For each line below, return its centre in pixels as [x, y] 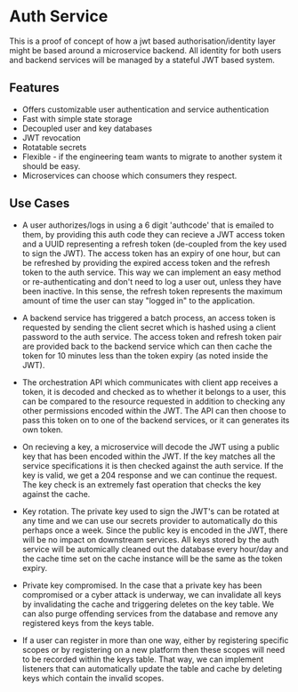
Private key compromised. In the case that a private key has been [142, 585]
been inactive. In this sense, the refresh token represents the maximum [152, 291]
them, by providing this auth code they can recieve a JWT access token [153, 234]
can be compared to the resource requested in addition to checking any [153, 401]
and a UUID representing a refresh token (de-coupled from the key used [154, 244]
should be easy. [51, 165]
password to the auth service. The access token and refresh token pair [152, 336]
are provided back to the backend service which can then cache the [147, 346]
